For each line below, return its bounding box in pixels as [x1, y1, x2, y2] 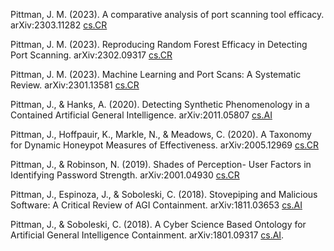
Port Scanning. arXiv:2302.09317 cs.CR [10, 49, 173, 61]
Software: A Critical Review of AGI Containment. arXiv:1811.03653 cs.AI [10, 199, 303, 211]
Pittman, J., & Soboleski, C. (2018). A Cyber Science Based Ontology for [10, 219, 307, 230]
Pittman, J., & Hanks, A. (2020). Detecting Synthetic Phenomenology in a [10, 99, 310, 110]
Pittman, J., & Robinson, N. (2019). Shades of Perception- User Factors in [10, 159, 312, 170]
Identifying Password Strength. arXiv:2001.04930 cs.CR [10, 169, 240, 181]
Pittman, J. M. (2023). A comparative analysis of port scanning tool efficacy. [10, 9, 325, 20]
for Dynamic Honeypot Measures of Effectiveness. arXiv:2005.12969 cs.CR [10, 139, 319, 151]
